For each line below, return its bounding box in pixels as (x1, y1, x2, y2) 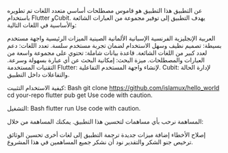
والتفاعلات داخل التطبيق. (7, 70, 70, 79)
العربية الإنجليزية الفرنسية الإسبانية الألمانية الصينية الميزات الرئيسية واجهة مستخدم (7, 34, 216, 42)
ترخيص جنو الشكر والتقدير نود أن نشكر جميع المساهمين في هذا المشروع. (7, 138, 194, 146)
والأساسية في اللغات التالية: (7, 21, 77, 29)
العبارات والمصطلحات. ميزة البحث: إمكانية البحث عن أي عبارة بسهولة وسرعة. (7, 56, 205, 64)
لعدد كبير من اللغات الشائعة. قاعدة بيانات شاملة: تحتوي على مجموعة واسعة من (7, 48, 207, 57)
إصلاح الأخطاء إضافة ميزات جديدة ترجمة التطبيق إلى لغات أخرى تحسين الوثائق (7, 130, 206, 139)
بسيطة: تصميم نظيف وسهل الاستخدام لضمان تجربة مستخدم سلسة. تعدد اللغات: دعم (7, 42, 222, 49)
